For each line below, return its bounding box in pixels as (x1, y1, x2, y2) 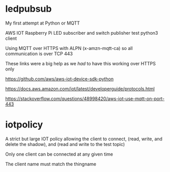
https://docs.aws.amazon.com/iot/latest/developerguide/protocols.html (5, 85, 155, 92)
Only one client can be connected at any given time (5, 151, 114, 157)
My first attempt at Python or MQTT (5, 20, 80, 26)
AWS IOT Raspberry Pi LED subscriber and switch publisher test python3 (5, 30, 158, 36)
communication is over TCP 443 (5, 51, 73, 57)
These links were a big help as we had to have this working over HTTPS (5, 60, 156, 66)
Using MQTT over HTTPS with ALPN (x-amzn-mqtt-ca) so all (5, 45, 133, 51)
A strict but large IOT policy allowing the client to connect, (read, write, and (5, 136, 163, 142)
